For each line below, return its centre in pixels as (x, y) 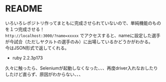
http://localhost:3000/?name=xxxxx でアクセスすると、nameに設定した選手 (83, 35)
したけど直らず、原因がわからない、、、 (44, 74)
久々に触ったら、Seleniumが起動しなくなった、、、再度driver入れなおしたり (82, 68)
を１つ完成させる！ (25, 29)
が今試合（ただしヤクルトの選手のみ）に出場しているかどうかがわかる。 (79, 41)
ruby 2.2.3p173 (28, 58)
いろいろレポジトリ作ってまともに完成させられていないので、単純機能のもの (83, 23)
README (24, 9)
